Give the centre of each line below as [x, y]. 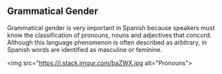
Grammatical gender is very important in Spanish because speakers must [111, 27]
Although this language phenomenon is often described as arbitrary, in [107, 42]
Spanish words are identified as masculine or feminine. [85, 49]
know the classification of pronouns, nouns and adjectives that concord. [109, 35]
